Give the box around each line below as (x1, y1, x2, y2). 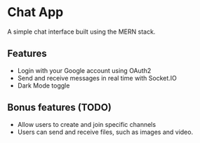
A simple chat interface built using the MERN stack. (7, 27, 156, 36)
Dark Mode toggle (17, 81, 70, 90)
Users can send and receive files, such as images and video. (17, 128, 194, 136)
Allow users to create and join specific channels (17, 120, 156, 128)
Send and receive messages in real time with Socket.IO (17, 74, 178, 82)
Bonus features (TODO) (7, 102, 112, 114)
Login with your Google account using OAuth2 (17, 66, 152, 74)
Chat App (7, 4, 64, 20)
